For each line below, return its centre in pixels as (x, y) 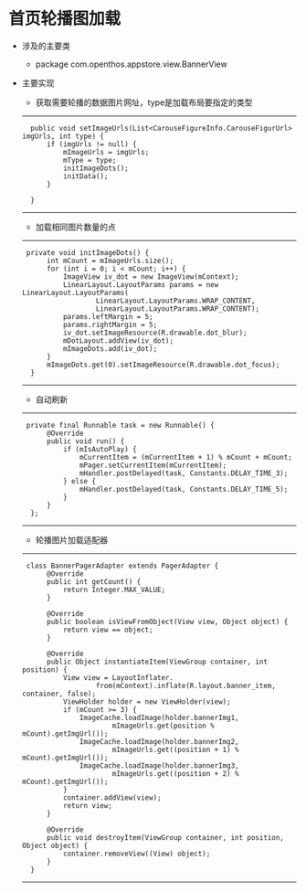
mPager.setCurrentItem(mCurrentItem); (153, 465)
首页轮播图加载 (65, 19)
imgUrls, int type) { (63, 136)
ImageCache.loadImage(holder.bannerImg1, (159, 717)
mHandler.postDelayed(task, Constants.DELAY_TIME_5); (184, 489)
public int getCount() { (94, 581)
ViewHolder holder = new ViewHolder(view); (147, 701)
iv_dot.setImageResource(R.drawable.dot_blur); (155, 333)
